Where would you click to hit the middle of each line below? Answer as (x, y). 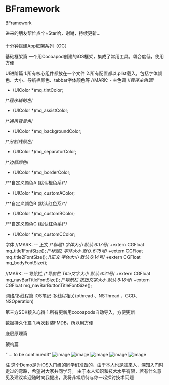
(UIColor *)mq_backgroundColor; (47, 131)
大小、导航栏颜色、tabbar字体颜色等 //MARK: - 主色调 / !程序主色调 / (84, 80)
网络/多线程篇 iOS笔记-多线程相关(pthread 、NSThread (62, 296)
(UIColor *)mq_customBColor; (44, 213)
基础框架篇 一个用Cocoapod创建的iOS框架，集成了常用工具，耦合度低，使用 (85, 56)
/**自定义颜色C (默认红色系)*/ (36, 224)
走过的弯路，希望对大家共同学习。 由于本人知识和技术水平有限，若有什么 (81, 371)
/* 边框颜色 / (17, 162)
